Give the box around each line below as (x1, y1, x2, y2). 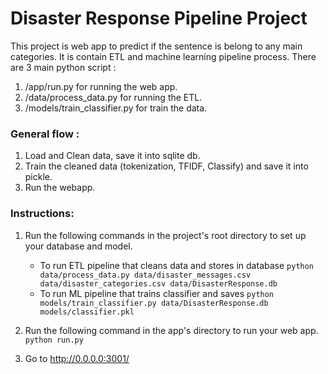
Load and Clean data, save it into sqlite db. (24, 150, 201, 162)
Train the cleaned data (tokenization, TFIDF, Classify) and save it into (24, 160, 309, 172)
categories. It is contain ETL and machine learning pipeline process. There (10, 50, 317, 62)
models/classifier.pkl (39, 307, 135, 317)
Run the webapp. (24, 182, 96, 194)
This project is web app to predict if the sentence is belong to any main (10, 40, 303, 52)
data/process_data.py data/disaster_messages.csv (39, 270, 252, 280)
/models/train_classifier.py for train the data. (24, 102, 208, 114)
